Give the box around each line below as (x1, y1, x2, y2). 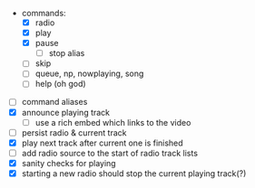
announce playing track (21, 107, 111, 117)
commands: (21, 8, 66, 18)
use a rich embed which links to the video (34, 117, 191, 127)
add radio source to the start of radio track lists (21, 147, 199, 158)
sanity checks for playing (21, 157, 116, 168)
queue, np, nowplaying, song (34, 68, 144, 80)
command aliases (21, 97, 88, 108)
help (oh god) (34, 79, 87, 89)
